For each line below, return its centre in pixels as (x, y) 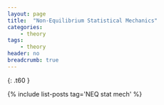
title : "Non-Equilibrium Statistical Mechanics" (83, 21)
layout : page (27, 14)
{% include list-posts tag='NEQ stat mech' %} (75, 94)
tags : (15, 40)
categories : (25, 27)
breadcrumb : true (33, 60)
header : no (24, 54)
